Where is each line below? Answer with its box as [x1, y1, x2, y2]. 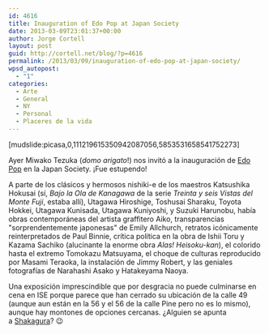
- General [15, 95, 49, 103]
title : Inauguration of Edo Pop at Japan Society [8, 19, 180, 28]
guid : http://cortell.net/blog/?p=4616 [8, 49, 143, 58]
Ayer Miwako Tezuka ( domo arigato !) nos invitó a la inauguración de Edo [8, 155, 251, 165]
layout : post [8, 42, 53, 50]
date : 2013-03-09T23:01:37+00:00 [8, 27, 122, 35]
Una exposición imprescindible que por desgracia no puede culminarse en [8, 281, 257, 291]
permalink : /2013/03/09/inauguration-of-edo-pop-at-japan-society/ [8, 58, 241, 66]
